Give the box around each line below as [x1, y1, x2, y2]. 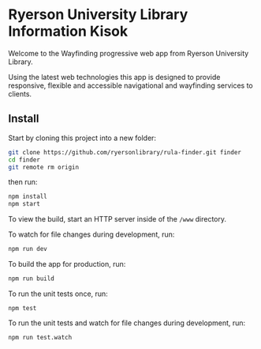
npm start [8, 200, 41, 208]
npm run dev [8, 245, 47, 253]
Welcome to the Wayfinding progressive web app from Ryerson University [8, 48, 249, 58]
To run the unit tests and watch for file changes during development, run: [8, 318, 246, 328]
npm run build [8, 275, 55, 283]
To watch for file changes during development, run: [8, 230, 175, 239]
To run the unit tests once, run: [8, 289, 108, 298]
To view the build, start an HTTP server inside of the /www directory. [8, 214, 227, 224]
